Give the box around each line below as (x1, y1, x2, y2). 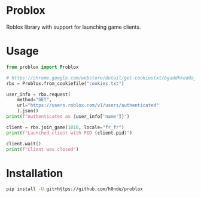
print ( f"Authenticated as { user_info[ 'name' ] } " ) (6, 114, 130, 120)
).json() (17, 108, 39, 114)
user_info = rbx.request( (6, 91, 71, 98)
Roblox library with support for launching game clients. (6, 23, 141, 31)
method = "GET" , (17, 97, 52, 103)
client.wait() (6, 141, 42, 147)
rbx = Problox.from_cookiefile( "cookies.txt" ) (6, 80, 124, 87)
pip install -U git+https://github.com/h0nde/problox (6, 186, 144, 192)
